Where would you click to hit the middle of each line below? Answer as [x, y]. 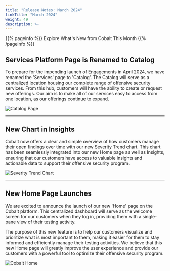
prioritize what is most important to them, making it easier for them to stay [82, 237]
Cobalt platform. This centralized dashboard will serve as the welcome [79, 211]
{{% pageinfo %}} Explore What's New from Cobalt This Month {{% [76, 38]
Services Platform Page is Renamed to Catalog [80, 60]
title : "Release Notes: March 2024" [44, 10]
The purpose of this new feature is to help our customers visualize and [79, 231]
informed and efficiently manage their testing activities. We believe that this [84, 242]
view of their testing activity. [46, 222]
